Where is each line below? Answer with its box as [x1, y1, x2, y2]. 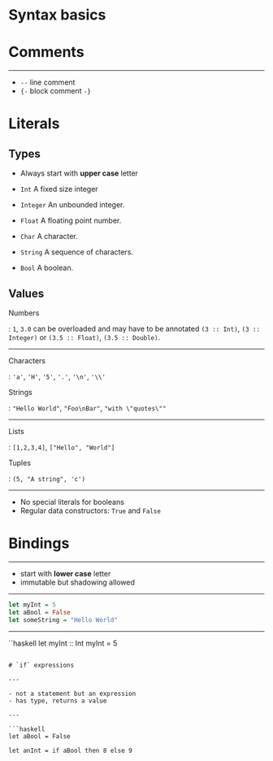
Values [8, 286, 45, 300]
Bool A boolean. [19, 263, 74, 273]
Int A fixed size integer [19, 185, 99, 194]
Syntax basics [8, 6, 106, 24]
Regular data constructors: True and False [19, 506, 161, 515]
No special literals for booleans [19, 497, 124, 507]
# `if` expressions [8, 661, 75, 669]
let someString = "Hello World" [8, 615, 118, 624]
